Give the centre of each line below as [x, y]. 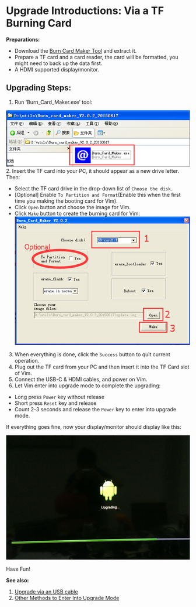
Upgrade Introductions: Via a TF [85, 11]
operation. [27, 361]
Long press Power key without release [60, 397]
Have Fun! [18, 569]
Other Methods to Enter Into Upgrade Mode [67, 598]
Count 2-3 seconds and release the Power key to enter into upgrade [95, 410]
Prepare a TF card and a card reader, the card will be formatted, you [97, 57]
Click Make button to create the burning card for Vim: [77, 214]
